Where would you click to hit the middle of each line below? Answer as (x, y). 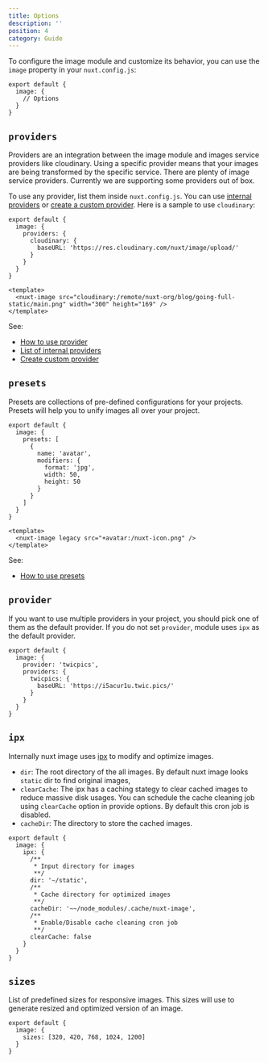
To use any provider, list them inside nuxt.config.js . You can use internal (130, 196)
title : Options (34, 16)
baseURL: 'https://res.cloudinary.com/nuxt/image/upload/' (138, 248)
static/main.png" (37, 304)
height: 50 (62, 481)
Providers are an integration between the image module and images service (134, 155)
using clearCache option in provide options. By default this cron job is (134, 806)
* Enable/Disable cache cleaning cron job (106, 923)
